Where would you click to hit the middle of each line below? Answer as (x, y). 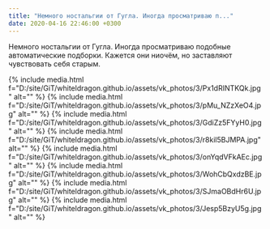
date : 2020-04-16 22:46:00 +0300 (65, 23)
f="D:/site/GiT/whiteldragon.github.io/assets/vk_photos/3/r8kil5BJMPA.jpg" (135, 139)
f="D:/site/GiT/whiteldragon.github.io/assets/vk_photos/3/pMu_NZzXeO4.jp (135, 105)
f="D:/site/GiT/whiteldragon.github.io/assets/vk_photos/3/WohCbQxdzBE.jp (135, 174)
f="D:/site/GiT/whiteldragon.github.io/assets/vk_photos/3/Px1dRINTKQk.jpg (135, 88)
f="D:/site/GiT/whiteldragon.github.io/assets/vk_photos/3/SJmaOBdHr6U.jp (135, 191)
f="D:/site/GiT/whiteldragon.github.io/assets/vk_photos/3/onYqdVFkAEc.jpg (135, 157)
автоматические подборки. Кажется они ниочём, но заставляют (120, 55)
